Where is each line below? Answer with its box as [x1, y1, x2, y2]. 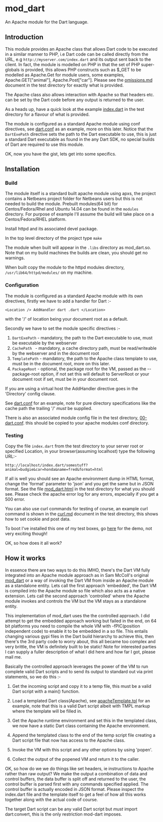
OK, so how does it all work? [5, 540, 62, 546]
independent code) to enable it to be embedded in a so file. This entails [5, 628, 148, 634]
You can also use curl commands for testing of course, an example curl [5, 506, 148, 512]
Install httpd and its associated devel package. [5, 226, 98, 232]
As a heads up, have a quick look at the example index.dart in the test [5, 106, 145, 112]
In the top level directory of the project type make [5, 235, 102, 241]
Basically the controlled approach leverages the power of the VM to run [5, 663, 148, 669]
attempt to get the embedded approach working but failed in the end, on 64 [5, 618, 157, 624]
